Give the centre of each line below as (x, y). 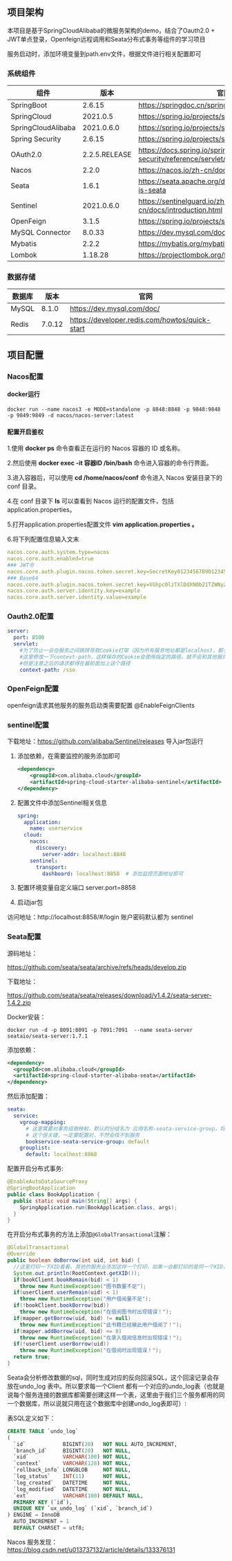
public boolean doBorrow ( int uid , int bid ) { (74, 1260)
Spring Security (36, 139)
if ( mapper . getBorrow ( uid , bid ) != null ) (72, 1318)
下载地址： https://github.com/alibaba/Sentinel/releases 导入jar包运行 (105, 741)
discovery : (51, 848)
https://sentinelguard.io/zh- (183, 202)
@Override (21, 1254)
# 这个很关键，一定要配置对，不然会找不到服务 (83, 1135)
